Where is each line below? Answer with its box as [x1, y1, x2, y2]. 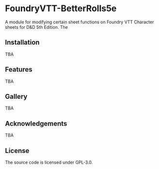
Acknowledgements [5, 119, 67, 128]
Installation [5, 38, 40, 47]
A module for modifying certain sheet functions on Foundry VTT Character [5, 19, 154, 25]
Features [5, 65, 32, 74]
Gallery [5, 92, 28, 100]
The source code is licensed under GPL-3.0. [5, 159, 93, 165]
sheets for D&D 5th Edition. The [5, 24, 68, 30]
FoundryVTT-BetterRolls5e [5, 3, 117, 14]
